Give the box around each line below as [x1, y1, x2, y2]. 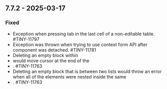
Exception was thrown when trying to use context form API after [12, 41, 148, 48]
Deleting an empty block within [12, 52, 78, 58]
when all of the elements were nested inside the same [12, 73, 127, 80]
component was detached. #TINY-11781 [12, 47, 97, 53]
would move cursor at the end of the [12, 58, 90, 64]
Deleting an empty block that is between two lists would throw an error [12, 68, 162, 74]
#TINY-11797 [12, 36, 40, 42]
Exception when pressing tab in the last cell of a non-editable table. [12, 30, 155, 37]
